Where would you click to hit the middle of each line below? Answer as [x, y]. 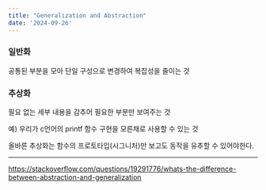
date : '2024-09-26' [40, 23]
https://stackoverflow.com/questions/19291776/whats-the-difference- [122, 169]
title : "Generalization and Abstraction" [78, 15]
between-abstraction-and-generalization [75, 177]
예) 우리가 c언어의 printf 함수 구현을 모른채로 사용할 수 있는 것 [103, 129]
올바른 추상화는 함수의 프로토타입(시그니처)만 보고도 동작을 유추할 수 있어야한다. [131, 146]
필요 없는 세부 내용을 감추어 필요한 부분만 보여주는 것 [89, 112]
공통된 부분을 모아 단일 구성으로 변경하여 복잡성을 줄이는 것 [99, 70]
